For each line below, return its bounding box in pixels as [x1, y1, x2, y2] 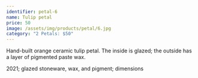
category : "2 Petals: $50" [6, 31, 74, 37]
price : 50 [6, 20, 31, 26]
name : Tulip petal [6, 14, 52, 20]
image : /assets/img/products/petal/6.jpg [6, 25, 112, 32]
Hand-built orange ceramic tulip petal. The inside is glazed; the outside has [6, 47, 192, 54]
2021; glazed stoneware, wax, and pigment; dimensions [6, 65, 144, 72]
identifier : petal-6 [6, 8, 58, 15]
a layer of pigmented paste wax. [6, 54, 86, 61]
